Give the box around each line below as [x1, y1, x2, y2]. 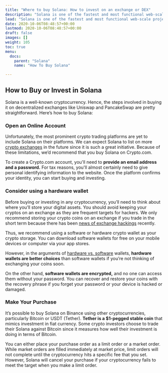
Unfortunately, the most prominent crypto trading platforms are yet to [5, 133, 148, 140]
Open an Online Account [5, 122, 66, 129]
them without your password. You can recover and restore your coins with [5, 276, 158, 282]
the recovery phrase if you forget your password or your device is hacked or [5, 281, 162, 287]
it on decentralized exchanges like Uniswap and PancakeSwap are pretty [5, 104, 155, 110]
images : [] [5, 35, 28, 40]
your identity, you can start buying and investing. [5, 175, 106, 181]
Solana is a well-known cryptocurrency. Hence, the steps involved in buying [5, 99, 162, 105]
